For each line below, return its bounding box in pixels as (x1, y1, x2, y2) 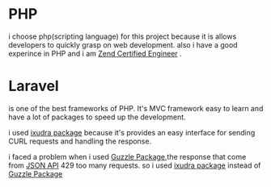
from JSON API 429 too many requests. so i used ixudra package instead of (8, 160, 261, 170)
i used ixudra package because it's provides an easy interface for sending (8, 127, 256, 137)
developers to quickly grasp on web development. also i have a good (8, 39, 238, 49)
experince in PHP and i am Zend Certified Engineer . (8, 48, 182, 58)
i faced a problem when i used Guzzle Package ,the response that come (8, 152, 247, 161)
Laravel (8, 77, 59, 95)
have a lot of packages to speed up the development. (8, 112, 186, 122)
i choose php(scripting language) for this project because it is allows (8, 31, 237, 41)
